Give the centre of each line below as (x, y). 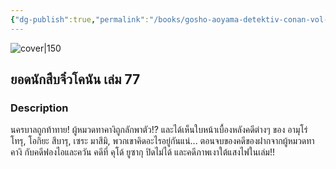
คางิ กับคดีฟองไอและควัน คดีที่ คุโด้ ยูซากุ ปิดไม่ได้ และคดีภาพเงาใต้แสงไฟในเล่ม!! (142, 152)
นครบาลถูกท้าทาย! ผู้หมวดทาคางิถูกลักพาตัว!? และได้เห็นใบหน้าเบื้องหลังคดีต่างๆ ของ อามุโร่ (159, 130)
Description (39, 108)
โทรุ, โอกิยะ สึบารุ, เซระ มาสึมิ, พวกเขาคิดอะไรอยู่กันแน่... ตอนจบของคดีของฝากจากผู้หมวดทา (162, 141)
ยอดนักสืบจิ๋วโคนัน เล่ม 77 (75, 79)
